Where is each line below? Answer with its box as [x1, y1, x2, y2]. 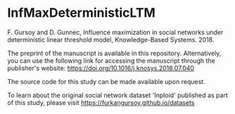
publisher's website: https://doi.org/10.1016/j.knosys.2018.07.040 [7, 64, 195, 72]
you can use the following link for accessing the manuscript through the [7, 56, 216, 64]
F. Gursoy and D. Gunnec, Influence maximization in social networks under [7, 28, 224, 36]
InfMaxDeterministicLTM [7, 5, 156, 21]
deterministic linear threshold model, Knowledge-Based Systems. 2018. [7, 35, 215, 43]
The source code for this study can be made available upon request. [7, 77, 205, 85]
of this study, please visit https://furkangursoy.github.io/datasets [7, 98, 195, 106]
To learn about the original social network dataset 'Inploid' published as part [7, 91, 229, 99]
